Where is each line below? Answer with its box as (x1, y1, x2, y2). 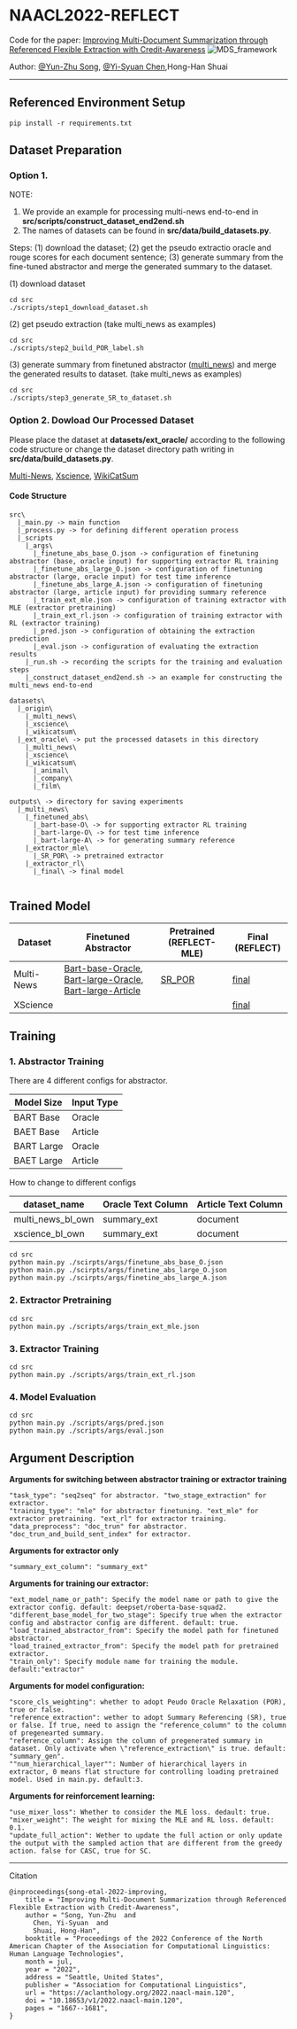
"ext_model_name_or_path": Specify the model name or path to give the (9, 1596, 278, 1605)
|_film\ (32, 781, 62, 790)
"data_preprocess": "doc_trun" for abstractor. (9, 1522, 188, 1531)
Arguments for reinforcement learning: (9, 1791, 156, 1801)
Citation (9, 1870, 38, 1881)
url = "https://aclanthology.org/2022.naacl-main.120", (25, 1988, 236, 1998)
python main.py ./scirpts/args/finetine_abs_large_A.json (9, 1273, 227, 1283)
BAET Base (13, 1126, 60, 1139)
